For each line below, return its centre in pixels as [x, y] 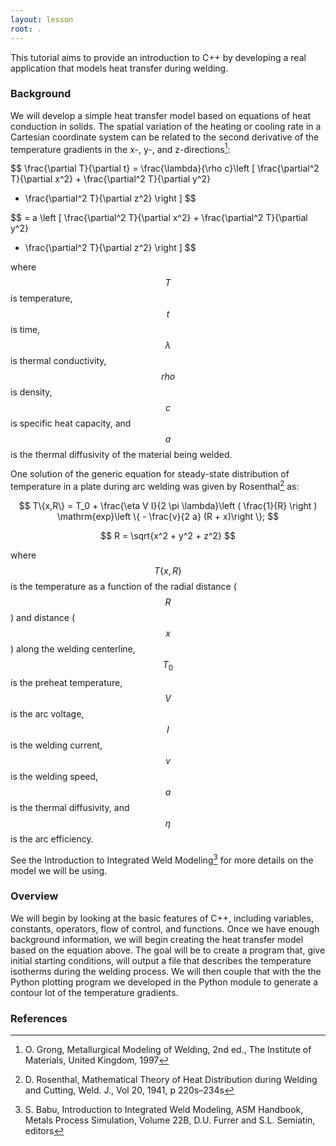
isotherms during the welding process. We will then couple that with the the [166, 971]
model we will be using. [59, 870]
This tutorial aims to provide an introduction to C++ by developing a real [158, 57]
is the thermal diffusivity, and [70, 807]
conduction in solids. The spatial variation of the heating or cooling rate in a [166, 126]
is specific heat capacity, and [71, 423]
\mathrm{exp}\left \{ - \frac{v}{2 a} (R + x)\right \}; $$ [168, 517]
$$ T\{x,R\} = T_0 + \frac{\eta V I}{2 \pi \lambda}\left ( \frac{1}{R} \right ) [168, 506]
